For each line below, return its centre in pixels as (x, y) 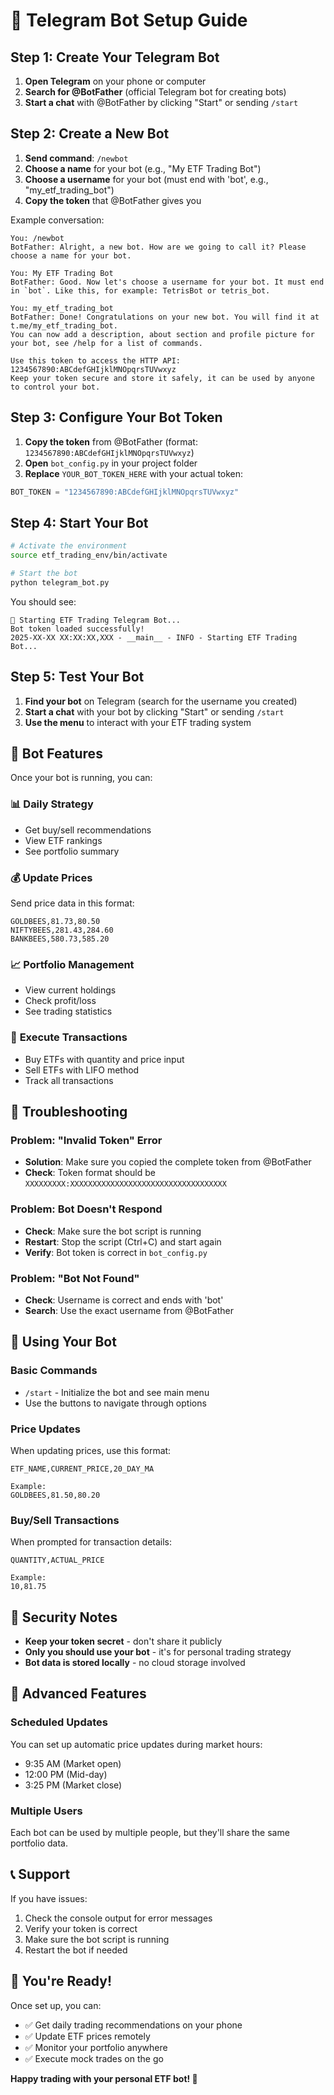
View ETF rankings (63, 840)
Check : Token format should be (90, 1173)
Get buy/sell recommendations (88, 830)
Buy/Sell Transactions (65, 1520)
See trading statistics (68, 1011)
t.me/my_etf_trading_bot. (64, 325)
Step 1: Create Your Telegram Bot (115, 57)
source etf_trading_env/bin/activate (89, 555)
